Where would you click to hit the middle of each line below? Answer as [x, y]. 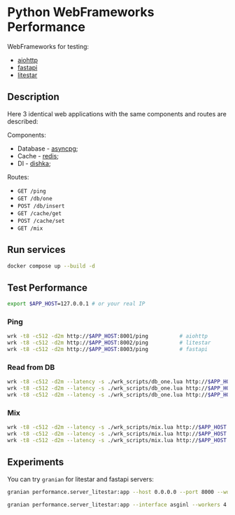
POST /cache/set [41, 221]
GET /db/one [35, 198]
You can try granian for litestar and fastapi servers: [80, 479]
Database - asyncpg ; [48, 149]
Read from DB [31, 367]
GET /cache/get [40, 213]
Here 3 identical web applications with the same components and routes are [117, 114]
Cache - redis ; [38, 156]
